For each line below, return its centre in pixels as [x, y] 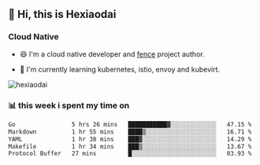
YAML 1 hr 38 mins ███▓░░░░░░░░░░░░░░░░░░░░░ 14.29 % [130, 139]
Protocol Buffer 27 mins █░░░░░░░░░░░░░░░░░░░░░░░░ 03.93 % [130, 154]
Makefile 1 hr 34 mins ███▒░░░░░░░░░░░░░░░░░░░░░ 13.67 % [130, 146]
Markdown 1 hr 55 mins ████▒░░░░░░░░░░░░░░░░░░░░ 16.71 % [130, 132]
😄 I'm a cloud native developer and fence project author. [112, 54]
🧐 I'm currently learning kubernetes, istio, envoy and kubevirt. [120, 69]
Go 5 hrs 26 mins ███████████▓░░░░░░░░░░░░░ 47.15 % [130, 124]
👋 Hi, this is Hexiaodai [62, 15]
